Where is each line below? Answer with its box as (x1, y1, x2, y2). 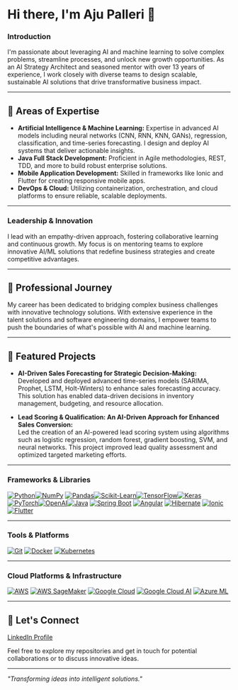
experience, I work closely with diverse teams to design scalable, (7, 70, 198, 79)
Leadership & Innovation (7, 216, 93, 226)
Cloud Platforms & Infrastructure (7, 570, 122, 580)
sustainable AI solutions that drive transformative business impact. (7, 78, 202, 86)
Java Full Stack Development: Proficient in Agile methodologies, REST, (17, 154, 227, 162)
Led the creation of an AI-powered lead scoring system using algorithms (17, 428, 229, 436)
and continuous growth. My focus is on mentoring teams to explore (7, 239, 203, 248)
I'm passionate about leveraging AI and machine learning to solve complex (7, 47, 225, 56)
